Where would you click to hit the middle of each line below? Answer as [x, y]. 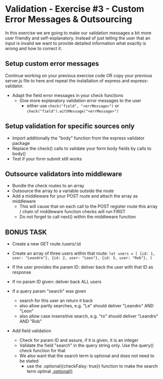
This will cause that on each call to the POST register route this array [88, 206]
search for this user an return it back [56, 300]
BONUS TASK [26, 232]
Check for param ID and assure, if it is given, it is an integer [79, 340]
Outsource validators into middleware [64, 174]
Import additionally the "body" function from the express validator [78, 138]
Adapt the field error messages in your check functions [68, 95]
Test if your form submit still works [47, 159]
